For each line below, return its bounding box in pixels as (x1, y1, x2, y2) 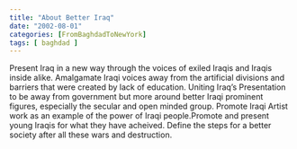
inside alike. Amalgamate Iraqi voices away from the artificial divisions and (9, 73, 285, 83)
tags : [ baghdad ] (9, 38, 78, 48)
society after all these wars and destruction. (9, 129, 173, 140)
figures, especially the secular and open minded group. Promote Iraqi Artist (9, 101, 288, 112)
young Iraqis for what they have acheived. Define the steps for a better (9, 120, 272, 131)
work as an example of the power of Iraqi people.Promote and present (9, 110, 270, 121)
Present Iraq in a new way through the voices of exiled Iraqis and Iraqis (9, 63, 273, 74)
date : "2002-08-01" (9, 22, 83, 31)
